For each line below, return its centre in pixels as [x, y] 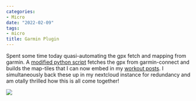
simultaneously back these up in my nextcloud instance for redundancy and [98, 75]
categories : [21, 12]
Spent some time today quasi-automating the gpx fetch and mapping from [96, 56]
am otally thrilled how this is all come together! [63, 81]
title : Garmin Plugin [33, 39]
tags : [13, 28]
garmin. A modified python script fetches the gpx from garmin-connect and [98, 62]
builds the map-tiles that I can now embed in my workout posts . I [85, 68]
